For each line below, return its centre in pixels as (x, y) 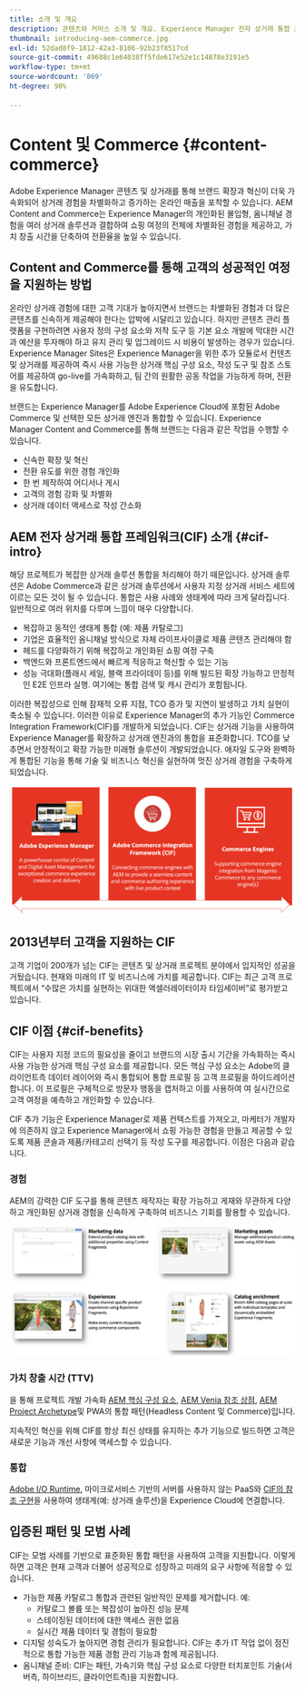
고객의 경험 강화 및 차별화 (68, 494)
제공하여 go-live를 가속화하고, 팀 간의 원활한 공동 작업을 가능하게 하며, (150, 376)
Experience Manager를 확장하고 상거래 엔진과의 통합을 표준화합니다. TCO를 (145, 738)
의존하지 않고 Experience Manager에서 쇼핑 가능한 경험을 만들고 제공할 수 (151, 1131)
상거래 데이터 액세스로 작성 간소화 (82, 506)
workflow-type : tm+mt (50, 67)
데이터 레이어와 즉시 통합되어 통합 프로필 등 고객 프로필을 (149, 1077)
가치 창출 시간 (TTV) (52, 1378)
